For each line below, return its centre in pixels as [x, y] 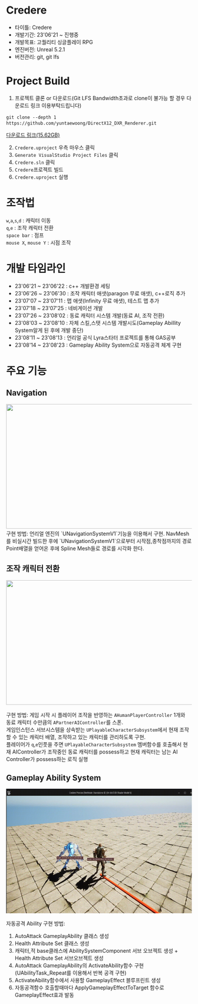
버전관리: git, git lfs [37, 57]
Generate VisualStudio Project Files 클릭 [67, 154]
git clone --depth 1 [32, 117]
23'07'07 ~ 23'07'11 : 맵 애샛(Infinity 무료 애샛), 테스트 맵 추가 [87, 301]
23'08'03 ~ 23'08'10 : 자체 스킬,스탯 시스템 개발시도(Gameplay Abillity [98, 322]
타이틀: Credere [33, 27]
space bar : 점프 [25, 235]
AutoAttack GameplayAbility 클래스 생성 [62, 936]
